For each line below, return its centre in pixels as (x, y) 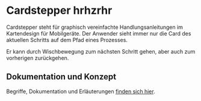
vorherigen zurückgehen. (38, 58)
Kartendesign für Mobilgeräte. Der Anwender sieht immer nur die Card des (99, 33)
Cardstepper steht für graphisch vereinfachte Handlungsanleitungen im (95, 27)
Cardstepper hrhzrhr (59, 11)
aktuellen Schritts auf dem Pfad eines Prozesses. (67, 40)
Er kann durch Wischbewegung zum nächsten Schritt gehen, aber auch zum (101, 51)
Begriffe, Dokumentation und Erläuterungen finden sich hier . (81, 91)
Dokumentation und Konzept (61, 77)
